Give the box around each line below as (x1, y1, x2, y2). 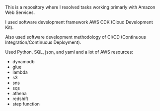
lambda (12, 69, 28, 75)
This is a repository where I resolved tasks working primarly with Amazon (5, 4, 156, 10)
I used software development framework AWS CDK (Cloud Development (5, 19, 153, 25)
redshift (12, 96, 28, 102)
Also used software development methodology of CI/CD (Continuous (5, 34, 146, 40)
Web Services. (5, 9, 35, 15)
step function (12, 101, 40, 107)
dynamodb (12, 59, 35, 64)
